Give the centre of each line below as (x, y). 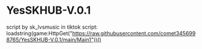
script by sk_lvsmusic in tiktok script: (52, 27)
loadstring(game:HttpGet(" (39, 33)
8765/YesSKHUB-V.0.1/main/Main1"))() (54, 39)
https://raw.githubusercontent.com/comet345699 (134, 33)
